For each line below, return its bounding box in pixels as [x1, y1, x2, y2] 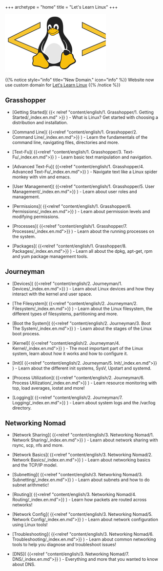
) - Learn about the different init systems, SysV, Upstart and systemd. [12, 365, 152, 371]
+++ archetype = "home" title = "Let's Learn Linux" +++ [5, 4, 118, 10]
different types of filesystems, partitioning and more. [12, 310, 119, 317]
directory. [12, 405, 32, 411]
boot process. [12, 330, 41, 336]
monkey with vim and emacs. [12, 174, 71, 180]
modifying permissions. [12, 214, 60, 220]
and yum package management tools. [12, 253, 88, 259]
